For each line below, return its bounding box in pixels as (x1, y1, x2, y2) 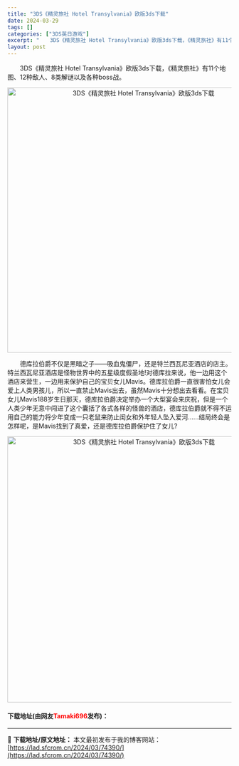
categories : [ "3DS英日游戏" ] (7, 30, 90, 38)
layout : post (7, 43, 46, 51)
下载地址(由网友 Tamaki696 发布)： (7, 711, 109, 720)
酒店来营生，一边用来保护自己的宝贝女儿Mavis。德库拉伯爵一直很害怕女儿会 (7, 377, 230, 385)
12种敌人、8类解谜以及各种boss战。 (19, 73, 126, 81)
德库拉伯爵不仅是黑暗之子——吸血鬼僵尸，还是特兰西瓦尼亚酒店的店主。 (19, 360, 232, 367)
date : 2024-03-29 (7, 17, 59, 24)
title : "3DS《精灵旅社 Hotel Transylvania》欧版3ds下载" (7, 10, 169, 18)
